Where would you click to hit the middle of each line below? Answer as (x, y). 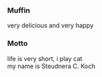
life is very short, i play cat (45, 58)
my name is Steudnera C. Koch (51, 66)
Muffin (19, 10)
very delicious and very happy (50, 26)
